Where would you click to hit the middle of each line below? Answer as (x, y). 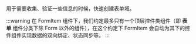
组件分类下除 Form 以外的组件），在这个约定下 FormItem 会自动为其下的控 (102, 28)
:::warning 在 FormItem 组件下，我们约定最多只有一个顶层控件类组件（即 (93, 21)
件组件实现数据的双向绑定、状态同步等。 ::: (58, 35)
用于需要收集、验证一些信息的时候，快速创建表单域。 (70, 8)
